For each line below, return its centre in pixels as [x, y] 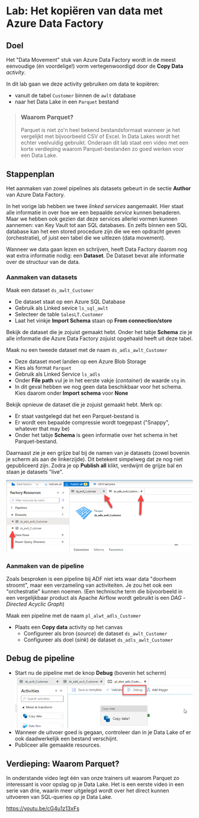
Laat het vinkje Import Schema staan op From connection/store [93, 321]
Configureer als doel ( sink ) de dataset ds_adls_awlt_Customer [98, 640]
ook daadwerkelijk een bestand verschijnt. [66, 739]
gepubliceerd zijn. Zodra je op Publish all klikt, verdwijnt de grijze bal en [94, 465]
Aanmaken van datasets [42, 278]
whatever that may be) [42, 429]
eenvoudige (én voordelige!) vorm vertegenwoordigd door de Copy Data [95, 66]
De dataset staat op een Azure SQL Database [70, 302]
